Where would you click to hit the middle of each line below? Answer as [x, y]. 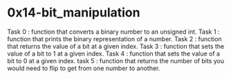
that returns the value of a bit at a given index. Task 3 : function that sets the [116, 46]
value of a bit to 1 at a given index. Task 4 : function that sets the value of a [113, 54]
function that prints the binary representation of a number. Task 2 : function [115, 38]
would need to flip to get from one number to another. [84, 68]
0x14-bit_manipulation [74, 13]
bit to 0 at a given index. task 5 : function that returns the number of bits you [116, 60]
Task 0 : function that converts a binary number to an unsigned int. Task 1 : [113, 32]
